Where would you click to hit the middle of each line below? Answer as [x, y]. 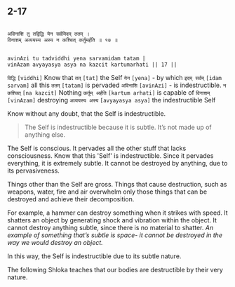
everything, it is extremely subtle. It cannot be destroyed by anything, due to [117, 163]
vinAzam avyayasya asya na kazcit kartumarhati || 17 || [92, 65]
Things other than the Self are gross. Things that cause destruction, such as [117, 184]
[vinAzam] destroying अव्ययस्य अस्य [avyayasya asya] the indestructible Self [112, 100]
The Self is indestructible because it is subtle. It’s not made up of [118, 127]
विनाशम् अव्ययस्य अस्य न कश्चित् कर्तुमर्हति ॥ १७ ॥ [62, 40]
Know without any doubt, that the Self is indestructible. [87, 113]
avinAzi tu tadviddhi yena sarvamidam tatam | [76, 58]
